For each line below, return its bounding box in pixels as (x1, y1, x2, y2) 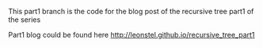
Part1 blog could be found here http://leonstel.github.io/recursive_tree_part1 (8, 31, 255, 39)
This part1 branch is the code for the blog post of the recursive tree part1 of (8, 7, 254, 16)
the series (8, 15, 41, 24)
